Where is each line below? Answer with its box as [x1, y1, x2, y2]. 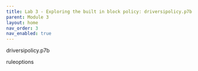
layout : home [6, 20, 39, 25]
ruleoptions [6, 59, 34, 66]
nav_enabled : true [6, 31, 52, 37]
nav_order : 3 [6, 25, 39, 31]
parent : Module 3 [6, 14, 49, 20]
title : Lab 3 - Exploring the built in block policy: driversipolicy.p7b [6, 8, 193, 15]
